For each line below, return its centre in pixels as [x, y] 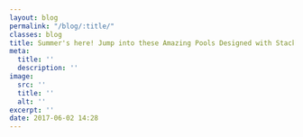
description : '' [48, 68]
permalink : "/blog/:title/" [62, 26]
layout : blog [34, 18]
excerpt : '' [32, 110]
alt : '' [32, 101]
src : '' [32, 85]
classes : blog [36, 34]
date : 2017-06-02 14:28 [54, 118]
